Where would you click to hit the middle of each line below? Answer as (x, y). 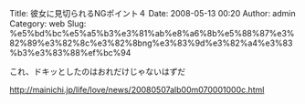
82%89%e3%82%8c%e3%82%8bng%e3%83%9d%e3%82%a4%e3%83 (151, 43)
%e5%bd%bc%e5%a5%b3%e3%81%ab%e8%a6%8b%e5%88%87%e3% (152, 33)
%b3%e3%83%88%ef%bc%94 (70, 52)
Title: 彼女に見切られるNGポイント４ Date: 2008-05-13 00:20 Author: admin (152, 13)
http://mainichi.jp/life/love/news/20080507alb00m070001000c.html (137, 90)
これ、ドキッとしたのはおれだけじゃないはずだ (97, 72)
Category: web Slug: (48, 24)
